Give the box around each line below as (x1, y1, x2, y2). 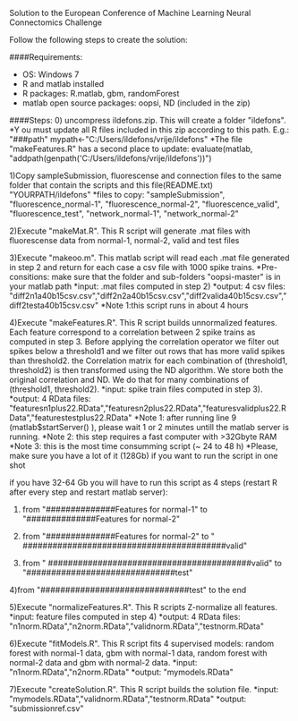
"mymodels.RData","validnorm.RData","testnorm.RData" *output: (9, 693, 247, 704)
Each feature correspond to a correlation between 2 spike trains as (9, 327, 256, 337)
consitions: (9, 272, 50, 282)
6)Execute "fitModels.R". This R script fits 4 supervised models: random (9, 639, 275, 649)
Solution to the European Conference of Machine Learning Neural (9, 8, 251, 18)
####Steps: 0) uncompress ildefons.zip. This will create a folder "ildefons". (9, 115, 286, 125)
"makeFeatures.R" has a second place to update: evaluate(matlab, (9, 143, 253, 154)
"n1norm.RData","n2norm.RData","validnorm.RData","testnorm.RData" (9, 621, 264, 632)
